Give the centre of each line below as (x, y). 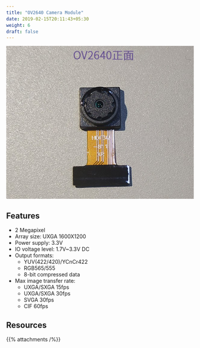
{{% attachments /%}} (34, 340)
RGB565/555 (39, 268)
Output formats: (34, 255)
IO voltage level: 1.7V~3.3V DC (52, 249)
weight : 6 (18, 25)
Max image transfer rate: (45, 281)
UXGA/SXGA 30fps (47, 294)
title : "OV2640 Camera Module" (45, 13)
